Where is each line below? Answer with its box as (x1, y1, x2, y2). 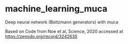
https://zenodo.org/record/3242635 (5, 33, 78, 39)
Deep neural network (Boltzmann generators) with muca (5, 19, 119, 25)
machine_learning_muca (5, 3, 107, 14)
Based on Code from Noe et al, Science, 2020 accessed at (5, 28, 124, 34)
